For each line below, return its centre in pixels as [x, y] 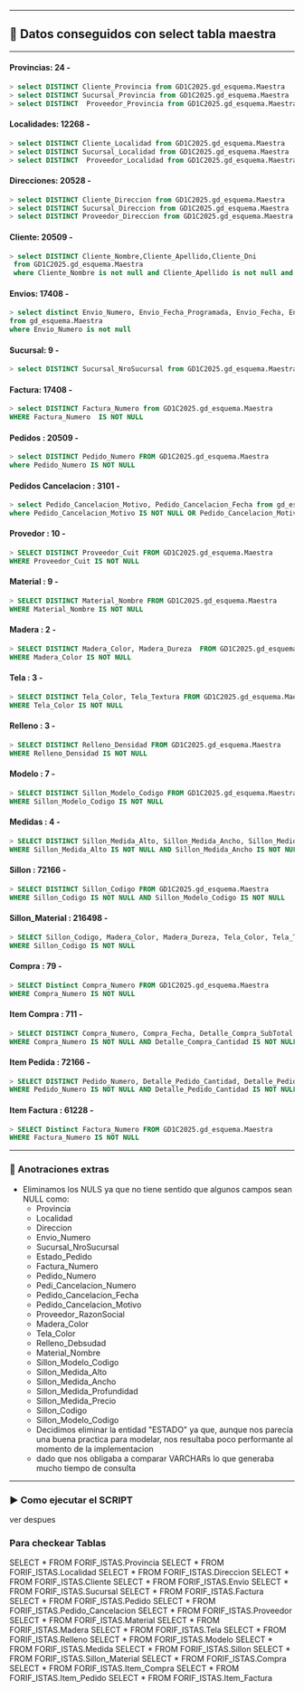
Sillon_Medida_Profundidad [87, 1391]
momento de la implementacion [95, 1449]
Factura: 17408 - [41, 389]
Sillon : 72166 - [38, 870]
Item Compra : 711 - [46, 1014]
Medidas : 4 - [35, 822]
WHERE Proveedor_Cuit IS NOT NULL [75, 561]
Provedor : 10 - [38, 534]
